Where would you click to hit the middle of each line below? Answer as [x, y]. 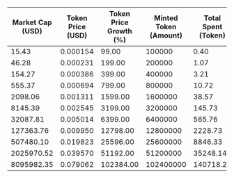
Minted [166, 18]
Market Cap [32, 22]
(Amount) [166, 35]
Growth [119, 31]
